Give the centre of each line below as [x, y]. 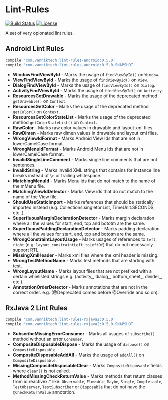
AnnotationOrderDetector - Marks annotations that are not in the [80, 287]
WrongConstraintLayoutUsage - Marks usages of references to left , [85, 239]
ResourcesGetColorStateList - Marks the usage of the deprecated [82, 117]
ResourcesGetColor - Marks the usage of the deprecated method [80, 106]
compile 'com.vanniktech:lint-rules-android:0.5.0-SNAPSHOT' [70, 65]
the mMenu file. [29, 186]
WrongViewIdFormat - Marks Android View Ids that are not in [76, 138]
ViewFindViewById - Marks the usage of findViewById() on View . [80, 80]
